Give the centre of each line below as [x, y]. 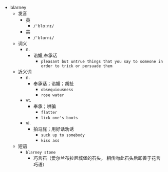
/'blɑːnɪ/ [44, 26]
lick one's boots [59, 118]
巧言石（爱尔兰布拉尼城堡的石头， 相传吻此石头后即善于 [92, 158]
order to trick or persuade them [77, 66]
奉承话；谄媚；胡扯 [54, 83]
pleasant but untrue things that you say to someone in [102, 61]
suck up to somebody [63, 135]
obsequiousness [57, 90]
